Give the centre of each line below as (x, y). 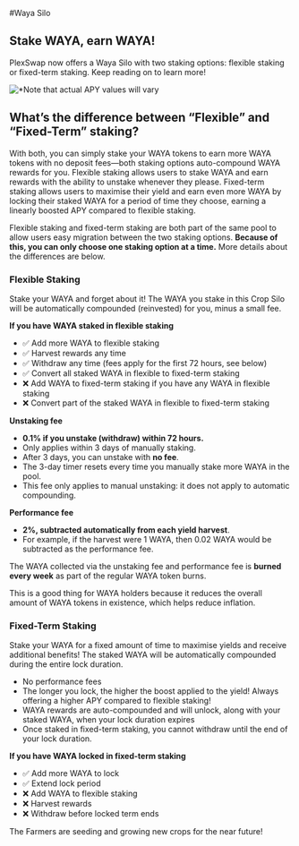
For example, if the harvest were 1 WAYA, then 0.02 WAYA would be (147, 539)
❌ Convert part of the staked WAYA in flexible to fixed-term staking (146, 403)
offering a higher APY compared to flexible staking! (117, 701)
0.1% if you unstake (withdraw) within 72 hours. (113, 438)
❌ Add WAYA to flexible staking (80, 794)
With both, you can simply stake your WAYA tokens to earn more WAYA (140, 153)
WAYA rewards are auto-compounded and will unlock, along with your (151, 710)
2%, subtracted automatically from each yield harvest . (126, 530)
